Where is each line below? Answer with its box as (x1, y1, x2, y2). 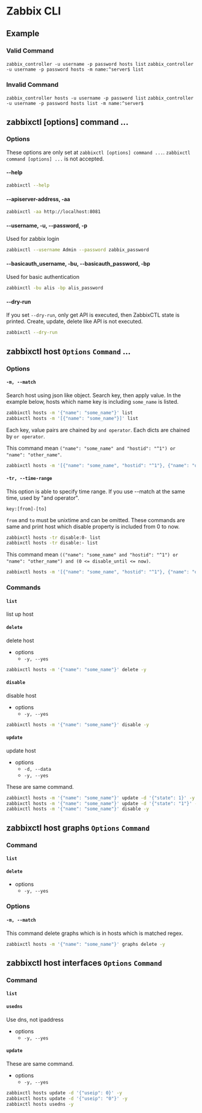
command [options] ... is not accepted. (6, 155, 104, 162)
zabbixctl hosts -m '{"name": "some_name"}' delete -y (6, 666, 147, 672)
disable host (6, 692, 37, 699)
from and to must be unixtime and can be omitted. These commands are (6, 516, 185, 523)
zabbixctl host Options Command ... (6, 346, 131, 357)
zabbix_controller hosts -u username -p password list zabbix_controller (6, 95, 194, 101)
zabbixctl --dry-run (6, 330, 58, 336)
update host (6, 747, 36, 754)
